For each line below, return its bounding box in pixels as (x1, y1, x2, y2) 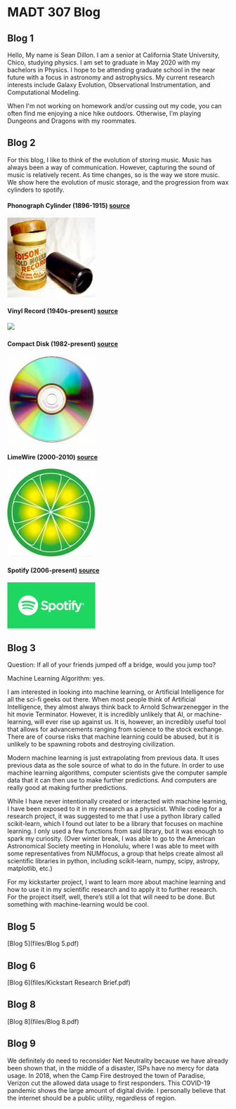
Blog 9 (7, 1037, 37, 1050)
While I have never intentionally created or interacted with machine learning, (7, 797, 228, 806)
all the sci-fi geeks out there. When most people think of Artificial (7, 695, 196, 704)
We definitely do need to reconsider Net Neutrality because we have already (7, 1056, 229, 1065)
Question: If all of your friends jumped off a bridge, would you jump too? (7, 661, 216, 669)
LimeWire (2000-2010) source (7, 452, 98, 461)
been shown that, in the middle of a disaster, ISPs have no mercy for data (7, 1063, 219, 1072)
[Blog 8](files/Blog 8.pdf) (7, 1017, 79, 1025)
